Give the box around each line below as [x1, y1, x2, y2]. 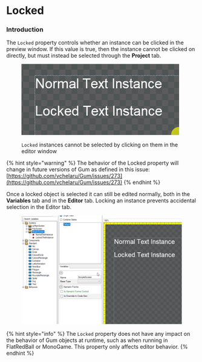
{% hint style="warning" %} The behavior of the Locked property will [6, 159, 179, 167]
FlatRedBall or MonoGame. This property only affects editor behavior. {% [6, 343, 189, 350]
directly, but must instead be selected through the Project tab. [6, 52, 161, 60]
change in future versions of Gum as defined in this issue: [6, 166, 150, 173]
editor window [21, 148, 57, 155]
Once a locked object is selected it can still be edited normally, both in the [6, 191, 191, 198]
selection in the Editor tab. [6, 203, 71, 211]
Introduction [6, 26, 44, 34]
